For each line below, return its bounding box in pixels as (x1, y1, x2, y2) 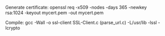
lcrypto (5, 25, 20, 31)
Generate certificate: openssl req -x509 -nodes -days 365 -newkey (5, 5, 147, 10)
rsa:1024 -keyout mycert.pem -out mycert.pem (5, 10, 104, 16)
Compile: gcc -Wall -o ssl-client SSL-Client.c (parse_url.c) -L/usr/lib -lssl (5, 20, 157, 25)
